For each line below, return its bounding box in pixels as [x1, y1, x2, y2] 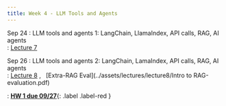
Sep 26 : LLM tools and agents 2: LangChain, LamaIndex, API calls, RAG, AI [7, 56, 219, 65]
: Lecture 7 [7, 43, 38, 51]
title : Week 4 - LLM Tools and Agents [7, 10, 118, 17]
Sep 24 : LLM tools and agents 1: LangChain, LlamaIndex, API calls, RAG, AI [7, 29, 219, 37]
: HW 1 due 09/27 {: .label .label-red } [7, 92, 112, 100]
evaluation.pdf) [7, 78, 50, 86]
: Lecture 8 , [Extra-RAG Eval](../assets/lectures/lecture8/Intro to [7, 71, 192, 79]
